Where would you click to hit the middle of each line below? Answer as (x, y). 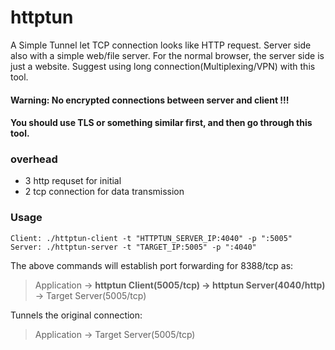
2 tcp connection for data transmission (104, 192)
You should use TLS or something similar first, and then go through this (161, 123)
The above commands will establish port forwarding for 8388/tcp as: (152, 265)
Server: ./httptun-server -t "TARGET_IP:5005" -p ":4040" (133, 247)
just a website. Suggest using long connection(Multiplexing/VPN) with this (163, 66)
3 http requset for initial (73, 181)
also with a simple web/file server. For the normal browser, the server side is (167, 55)
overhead (34, 159)
